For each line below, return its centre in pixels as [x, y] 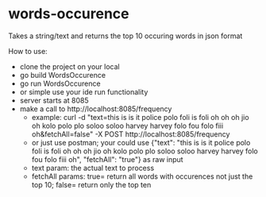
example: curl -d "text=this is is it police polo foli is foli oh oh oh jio [140, 117]
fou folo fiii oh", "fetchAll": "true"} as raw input [108, 159]
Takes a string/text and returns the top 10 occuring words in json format [125, 36]
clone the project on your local [70, 66]
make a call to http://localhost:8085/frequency [96, 109]
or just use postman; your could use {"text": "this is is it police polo [141, 142]
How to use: [28, 51]
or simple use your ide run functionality [84, 91]
